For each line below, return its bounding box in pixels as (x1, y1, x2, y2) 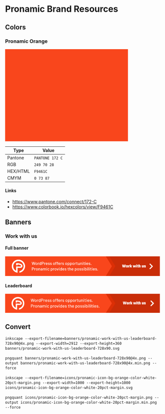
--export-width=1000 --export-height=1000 (42, 381, 131, 386)
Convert (5, 323, 31, 331)
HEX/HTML (7, 168, 30, 174)
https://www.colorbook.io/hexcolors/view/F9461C (12, 204, 113, 210)
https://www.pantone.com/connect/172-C (12, 199, 97, 205)
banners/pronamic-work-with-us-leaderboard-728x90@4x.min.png (20, 361, 151, 366)
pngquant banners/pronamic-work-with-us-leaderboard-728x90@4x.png (5, 356, 146, 361)
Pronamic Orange (5, 38, 48, 45)
